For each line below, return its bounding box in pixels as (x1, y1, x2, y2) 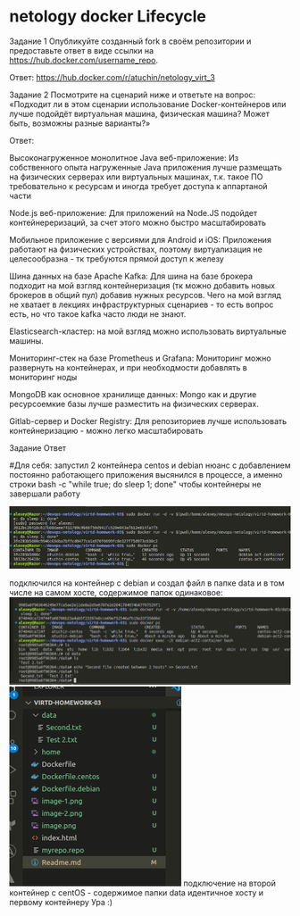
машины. (9, 335, 45, 346)
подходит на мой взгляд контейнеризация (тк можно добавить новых (9, 279, 276, 291)
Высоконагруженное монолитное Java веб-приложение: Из (9, 152, 239, 162)
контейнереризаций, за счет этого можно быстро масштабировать (9, 217, 266, 228)
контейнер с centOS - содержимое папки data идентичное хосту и (9, 887, 264, 898)
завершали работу (9, 488, 80, 499)
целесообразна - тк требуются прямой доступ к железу (9, 253, 225, 264)
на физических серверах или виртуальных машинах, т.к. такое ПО (9, 171, 263, 182)
